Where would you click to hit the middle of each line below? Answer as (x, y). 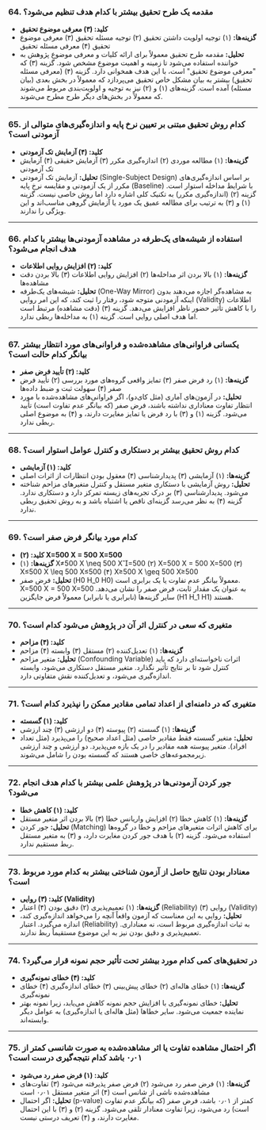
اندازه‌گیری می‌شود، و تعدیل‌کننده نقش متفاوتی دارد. (95, 676)
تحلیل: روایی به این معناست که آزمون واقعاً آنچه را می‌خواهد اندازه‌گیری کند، (131, 915)
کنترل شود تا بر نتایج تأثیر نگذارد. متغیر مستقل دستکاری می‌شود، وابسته (124, 668)
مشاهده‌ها (34, 282)
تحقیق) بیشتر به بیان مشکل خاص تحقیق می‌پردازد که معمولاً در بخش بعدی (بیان (136, 80)
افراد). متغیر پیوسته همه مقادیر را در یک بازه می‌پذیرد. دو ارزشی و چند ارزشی (133, 746)
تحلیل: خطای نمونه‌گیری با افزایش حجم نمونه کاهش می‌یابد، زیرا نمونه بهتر (129, 1003)
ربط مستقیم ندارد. (47, 844)
